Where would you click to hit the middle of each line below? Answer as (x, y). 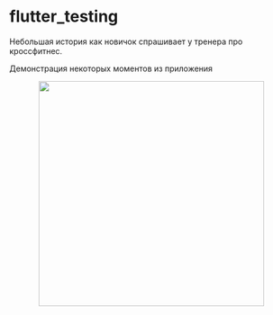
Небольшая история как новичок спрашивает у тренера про (126, 41)
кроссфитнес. (36, 50)
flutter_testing (64, 17)
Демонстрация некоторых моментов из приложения (111, 68)
